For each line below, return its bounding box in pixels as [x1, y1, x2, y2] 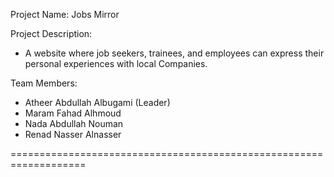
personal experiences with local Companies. [24, 58, 208, 69]
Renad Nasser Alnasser [24, 129, 122, 140]
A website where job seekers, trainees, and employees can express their [24, 47, 325, 59]
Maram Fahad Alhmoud [24, 107, 122, 119]
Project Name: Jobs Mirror [10, 9, 120, 20]
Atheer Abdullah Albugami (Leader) [24, 97, 171, 108]
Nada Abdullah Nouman [24, 118, 124, 129]
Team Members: [10, 77, 78, 89]
